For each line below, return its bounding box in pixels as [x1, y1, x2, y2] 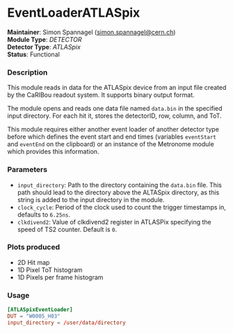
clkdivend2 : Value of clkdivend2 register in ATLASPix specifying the [17, 217, 211, 226]
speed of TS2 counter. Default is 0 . [17, 225, 117, 233]
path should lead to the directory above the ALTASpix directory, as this [17, 188, 220, 196]
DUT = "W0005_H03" [7, 313, 61, 320]
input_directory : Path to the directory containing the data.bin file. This [17, 180, 223, 189]
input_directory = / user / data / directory [7, 319, 127, 326]
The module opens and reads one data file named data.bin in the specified [7, 104, 223, 113]
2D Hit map [17, 258, 50, 266]
